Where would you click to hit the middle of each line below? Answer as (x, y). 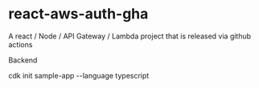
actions (21, 44)
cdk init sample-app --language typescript (79, 75)
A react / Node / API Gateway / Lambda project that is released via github (130, 36)
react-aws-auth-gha (78, 14)
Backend (23, 60)
